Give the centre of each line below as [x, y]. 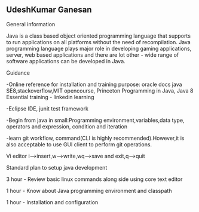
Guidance [18, 73]
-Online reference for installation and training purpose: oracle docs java [94, 84]
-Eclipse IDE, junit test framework [47, 108]
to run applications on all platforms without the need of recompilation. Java [99, 42]
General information [31, 24]
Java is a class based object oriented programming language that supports [99, 36]
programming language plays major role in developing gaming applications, [99, 48]
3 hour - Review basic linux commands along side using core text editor [94, 179]
